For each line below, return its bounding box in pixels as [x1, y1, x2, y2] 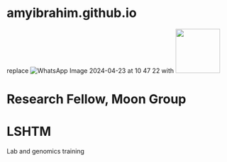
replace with [6, 66, 175, 75]
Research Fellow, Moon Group [6, 91, 187, 108]
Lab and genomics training [6, 147, 84, 156]
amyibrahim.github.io [6, 5, 137, 21]
